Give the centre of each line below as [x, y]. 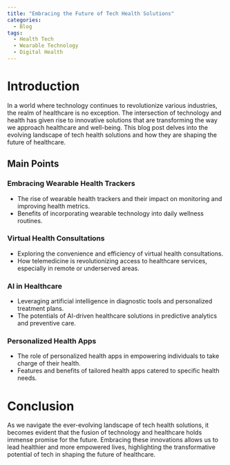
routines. [30, 220]
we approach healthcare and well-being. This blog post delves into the [108, 127]
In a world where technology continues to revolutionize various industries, [112, 105]
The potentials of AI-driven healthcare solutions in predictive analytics [117, 316]
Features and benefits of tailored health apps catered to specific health [118, 371]
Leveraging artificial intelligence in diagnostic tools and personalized [115, 301]
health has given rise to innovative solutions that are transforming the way [112, 120]
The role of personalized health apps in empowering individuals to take [118, 356]
